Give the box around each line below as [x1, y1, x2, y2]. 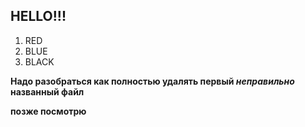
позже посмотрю [10, 105, 87, 117]
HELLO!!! [10, 8, 67, 25]
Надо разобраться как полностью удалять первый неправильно [10, 75, 295, 87]
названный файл [10, 85, 85, 98]
